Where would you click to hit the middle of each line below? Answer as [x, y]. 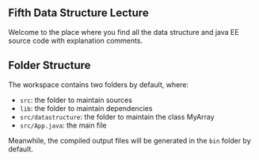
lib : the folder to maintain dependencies [86, 108]
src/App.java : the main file [63, 125]
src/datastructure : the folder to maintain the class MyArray [117, 116]
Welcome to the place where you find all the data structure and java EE [124, 32]
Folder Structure [50, 65]
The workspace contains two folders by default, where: [98, 84]
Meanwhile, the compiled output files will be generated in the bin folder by [129, 140]
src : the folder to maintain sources [76, 100]
